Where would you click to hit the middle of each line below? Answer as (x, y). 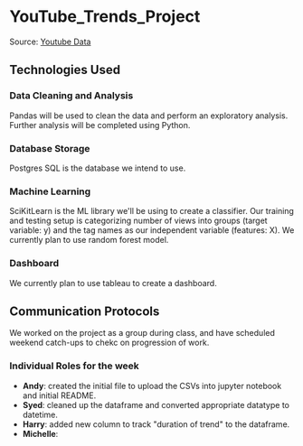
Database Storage (50, 148)
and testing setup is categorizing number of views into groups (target (139, 221)
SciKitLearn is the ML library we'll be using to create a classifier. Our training (151, 211)
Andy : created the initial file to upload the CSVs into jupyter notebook (152, 386)
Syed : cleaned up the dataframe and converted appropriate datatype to (156, 404)
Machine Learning (50, 191)
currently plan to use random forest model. (89, 240)
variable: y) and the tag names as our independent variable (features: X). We (152, 230)
